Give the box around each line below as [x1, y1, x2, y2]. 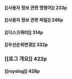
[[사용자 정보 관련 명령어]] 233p [4, 4, 67, 10]
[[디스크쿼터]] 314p [4, 29, 43, 35]
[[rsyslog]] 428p [4, 68, 40, 74]
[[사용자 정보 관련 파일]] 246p [4, 17, 63, 23]
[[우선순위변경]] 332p [4, 41, 48, 47]
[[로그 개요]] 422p [4, 55, 47, 62]
